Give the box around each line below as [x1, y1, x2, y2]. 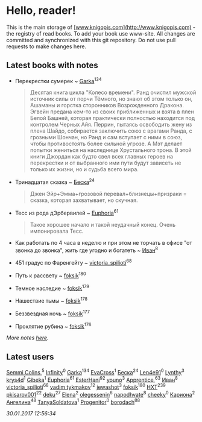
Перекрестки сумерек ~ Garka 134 [14, 76, 102, 84]
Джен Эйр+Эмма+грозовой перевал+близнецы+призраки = [30, 191, 187, 198]
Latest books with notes [6, 60, 98, 71]
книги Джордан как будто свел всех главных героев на [30, 153, 174, 160]
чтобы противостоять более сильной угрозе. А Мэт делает [30, 140, 183, 148]
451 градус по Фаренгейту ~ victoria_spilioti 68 [14, 258, 132, 266]
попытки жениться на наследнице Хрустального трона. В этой [30, 146, 192, 154]
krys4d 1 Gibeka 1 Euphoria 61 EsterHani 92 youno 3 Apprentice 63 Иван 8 [6, 375, 178, 383]
